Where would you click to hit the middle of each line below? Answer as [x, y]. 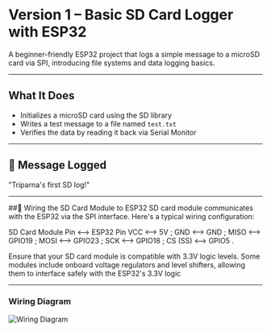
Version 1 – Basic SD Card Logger [121, 15]
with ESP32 [48, 32]
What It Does [42, 95]
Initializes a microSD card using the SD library [96, 115]
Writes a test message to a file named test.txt [98, 123]
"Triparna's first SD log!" [49, 185]
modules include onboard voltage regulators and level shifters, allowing [127, 264]
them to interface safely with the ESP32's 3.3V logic [95, 273]
